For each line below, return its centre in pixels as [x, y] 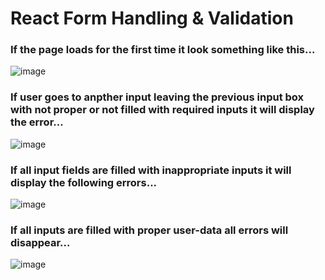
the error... [37, 122]
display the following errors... [84, 182]
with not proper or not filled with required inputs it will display [162, 110]
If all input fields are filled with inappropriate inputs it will [151, 170]
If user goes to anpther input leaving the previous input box [157, 97]
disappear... [40, 242]
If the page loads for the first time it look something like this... [163, 50]
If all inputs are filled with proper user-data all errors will [149, 230]
